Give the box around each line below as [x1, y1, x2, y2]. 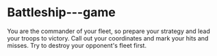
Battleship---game [7, 5, 116, 20]
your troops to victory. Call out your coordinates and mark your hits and [7, 34, 209, 42]
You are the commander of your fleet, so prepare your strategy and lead [7, 27, 210, 35]
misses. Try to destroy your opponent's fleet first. [7, 41, 147, 49]
